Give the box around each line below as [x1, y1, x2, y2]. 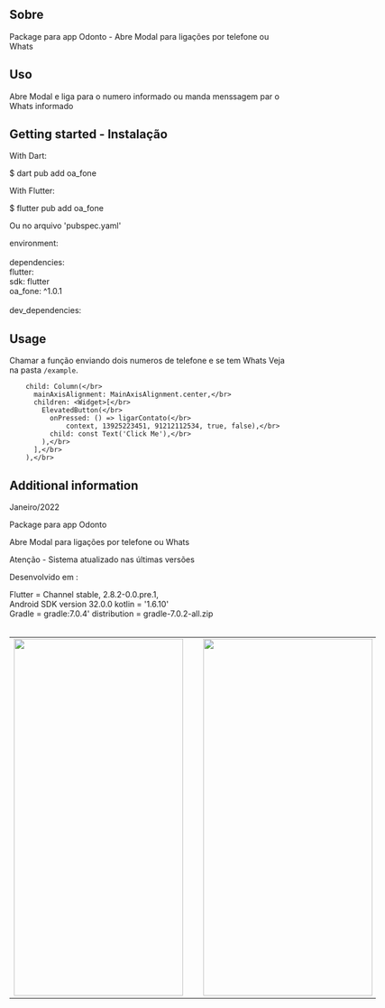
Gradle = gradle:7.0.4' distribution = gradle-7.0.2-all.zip [9, 608, 214, 619]
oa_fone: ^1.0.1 [9, 286, 63, 297]
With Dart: [9, 151, 48, 162]
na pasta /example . [9, 365, 78, 375]
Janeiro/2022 [9, 502, 60, 513]
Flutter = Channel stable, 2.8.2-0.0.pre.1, [9, 589, 160, 600]
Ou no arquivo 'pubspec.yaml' [9, 220, 122, 231]
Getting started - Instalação [9, 126, 169, 143]
